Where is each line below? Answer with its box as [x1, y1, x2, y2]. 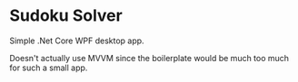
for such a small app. [9, 62, 88, 73]
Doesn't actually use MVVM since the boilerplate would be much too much [9, 52, 289, 63]
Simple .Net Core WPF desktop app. [9, 35, 144, 46]
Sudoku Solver [9, 5, 123, 26]
